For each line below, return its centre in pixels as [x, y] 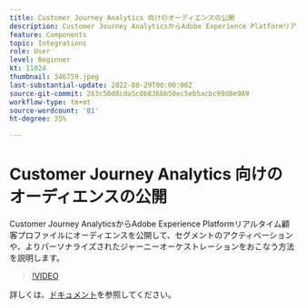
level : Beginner [40, 60]
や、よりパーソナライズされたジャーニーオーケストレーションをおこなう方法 [152, 246]
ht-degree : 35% [38, 119]
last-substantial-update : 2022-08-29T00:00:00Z [101, 85]
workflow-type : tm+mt [50, 102]
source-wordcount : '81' [54, 111]
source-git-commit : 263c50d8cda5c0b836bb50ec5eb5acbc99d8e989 [129, 93]
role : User [30, 52]
